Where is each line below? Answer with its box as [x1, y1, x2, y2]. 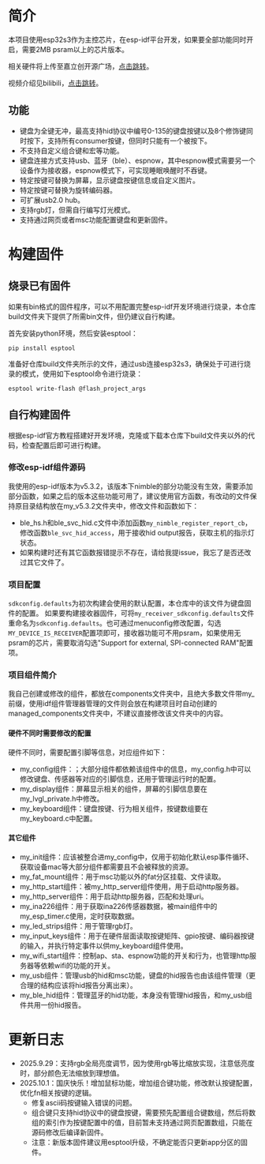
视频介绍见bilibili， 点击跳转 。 [8, 78, 103, 88]
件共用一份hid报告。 [19, 1000, 86, 1009]
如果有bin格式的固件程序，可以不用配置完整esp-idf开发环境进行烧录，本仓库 [8, 302, 256, 311]
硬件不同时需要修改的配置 [8, 728, 91, 738]
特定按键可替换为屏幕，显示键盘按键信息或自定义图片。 [19, 175, 200, 185]
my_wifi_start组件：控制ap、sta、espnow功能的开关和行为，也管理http [19, 951, 250, 960]
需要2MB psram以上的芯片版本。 [21, 44, 129, 54]
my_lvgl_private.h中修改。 [19, 794, 104, 803]
